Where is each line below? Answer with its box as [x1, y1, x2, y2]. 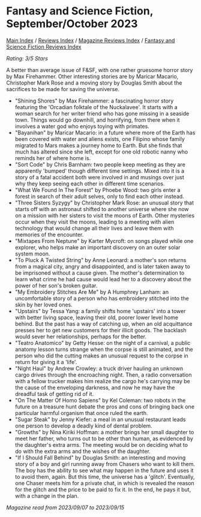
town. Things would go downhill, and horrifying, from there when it [14, 116, 180, 124]
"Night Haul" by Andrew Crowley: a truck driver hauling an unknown [14, 365, 184, 372]
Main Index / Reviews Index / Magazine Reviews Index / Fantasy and [6, 37, 175, 44]
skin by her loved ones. [14, 301, 73, 308]
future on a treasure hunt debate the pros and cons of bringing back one [14, 403, 195, 410]
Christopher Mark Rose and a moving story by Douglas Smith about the [6, 79, 182, 86]
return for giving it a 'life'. [14, 358, 77, 365]
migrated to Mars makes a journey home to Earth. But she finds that [14, 142, 182, 149]
